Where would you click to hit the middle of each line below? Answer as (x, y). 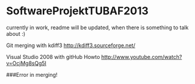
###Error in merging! (32, 74)
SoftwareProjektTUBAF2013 (78, 11)
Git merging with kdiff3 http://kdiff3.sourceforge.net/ (71, 45)
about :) (16, 33)
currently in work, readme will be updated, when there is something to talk (97, 27)
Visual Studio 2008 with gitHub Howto (53, 57)
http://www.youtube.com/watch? (142, 57)
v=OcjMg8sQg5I (26, 63)
